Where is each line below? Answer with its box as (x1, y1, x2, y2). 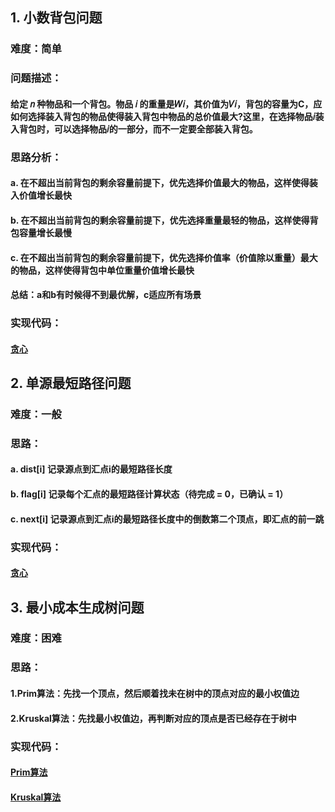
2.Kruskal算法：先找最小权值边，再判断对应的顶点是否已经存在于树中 (10, 712, 297, 724)
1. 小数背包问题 (10, 9, 103, 27)
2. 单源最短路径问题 (10, 375, 132, 392)
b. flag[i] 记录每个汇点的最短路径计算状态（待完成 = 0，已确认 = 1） (10, 488, 289, 500)
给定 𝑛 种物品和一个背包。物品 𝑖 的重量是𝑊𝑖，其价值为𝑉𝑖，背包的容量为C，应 (10, 98, 323, 110)
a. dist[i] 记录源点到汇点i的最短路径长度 (10, 463, 173, 475)
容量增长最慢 (18, 226, 72, 238)
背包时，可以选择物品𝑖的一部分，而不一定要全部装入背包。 (18, 123, 258, 135)
